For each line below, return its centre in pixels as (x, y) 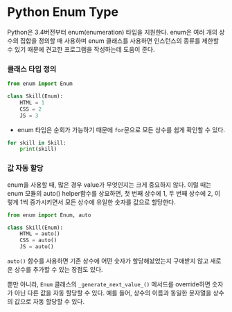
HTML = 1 (32, 102)
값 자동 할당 (25, 168)
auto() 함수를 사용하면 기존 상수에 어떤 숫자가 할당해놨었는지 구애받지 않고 (108, 261)
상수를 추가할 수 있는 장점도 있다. (59, 270)
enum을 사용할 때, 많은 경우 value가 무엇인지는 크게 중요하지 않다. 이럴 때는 (109, 185)
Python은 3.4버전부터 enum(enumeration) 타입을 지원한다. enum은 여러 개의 (113, 32)
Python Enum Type (63, 12)
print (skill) (38, 149)
